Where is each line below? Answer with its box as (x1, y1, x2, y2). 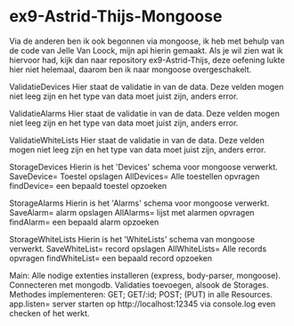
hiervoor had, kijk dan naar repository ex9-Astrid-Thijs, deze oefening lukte (9, 54, 285, 65)
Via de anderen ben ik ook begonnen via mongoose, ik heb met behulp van (9, 36, 285, 46)
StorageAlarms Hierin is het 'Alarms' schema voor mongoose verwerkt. (9, 198, 270, 208)
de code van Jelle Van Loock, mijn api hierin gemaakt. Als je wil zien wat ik (9, 45, 283, 55)
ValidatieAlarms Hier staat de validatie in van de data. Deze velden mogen (9, 108, 281, 118)
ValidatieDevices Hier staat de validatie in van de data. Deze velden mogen (9, 81, 284, 92)
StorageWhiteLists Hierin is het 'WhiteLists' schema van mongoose (9, 233, 256, 244)
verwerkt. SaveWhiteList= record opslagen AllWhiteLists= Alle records (9, 243, 267, 254)
